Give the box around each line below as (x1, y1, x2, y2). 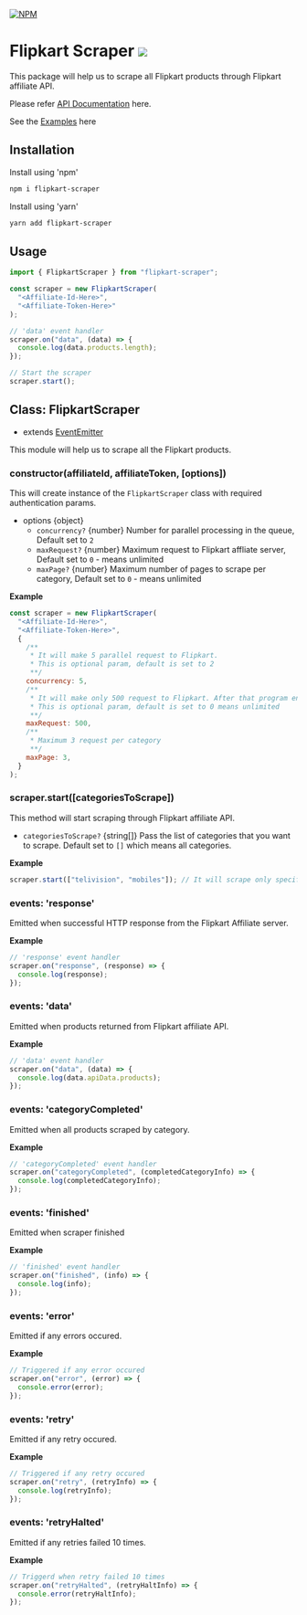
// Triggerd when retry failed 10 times (9, 1572, 166, 1581)
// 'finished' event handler (9, 1262, 121, 1272)
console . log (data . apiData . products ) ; (17, 1073, 162, 1082)
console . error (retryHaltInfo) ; (17, 1589, 137, 1599)
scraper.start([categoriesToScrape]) (9, 791, 175, 804)
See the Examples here (9, 115, 97, 127)
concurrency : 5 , (26, 677, 89, 686)
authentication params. (9, 498, 97, 509)
